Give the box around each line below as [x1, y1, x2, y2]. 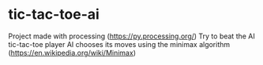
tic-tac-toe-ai [8, 5, 100, 23]
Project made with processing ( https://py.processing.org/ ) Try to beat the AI [8, 31, 255, 41]
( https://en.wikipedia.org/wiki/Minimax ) [8, 48, 137, 57]
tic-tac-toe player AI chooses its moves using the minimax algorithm [8, 39, 231, 49]
